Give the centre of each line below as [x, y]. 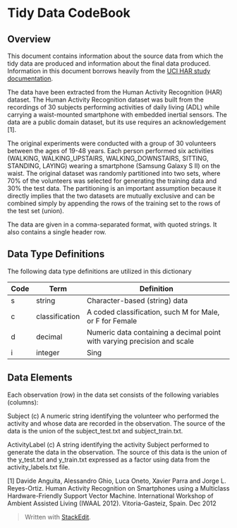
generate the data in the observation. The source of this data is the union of [117, 452]
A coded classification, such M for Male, [153, 312]
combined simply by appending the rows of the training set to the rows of [114, 203]
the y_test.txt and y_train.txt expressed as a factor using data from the [109, 460]
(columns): [23, 402]
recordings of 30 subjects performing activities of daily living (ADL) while [114, 107]
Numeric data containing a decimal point [154, 332]
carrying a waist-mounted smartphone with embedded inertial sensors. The [117, 115]
